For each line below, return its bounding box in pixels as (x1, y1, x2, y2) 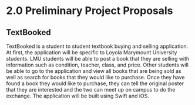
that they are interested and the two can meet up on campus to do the (6, 86, 176, 93)
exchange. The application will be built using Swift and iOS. (6, 92, 150, 99)
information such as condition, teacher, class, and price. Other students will (6, 61, 189, 68)
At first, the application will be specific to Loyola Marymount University (6, 49, 177, 56)
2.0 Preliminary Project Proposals (6, 4, 173, 17)
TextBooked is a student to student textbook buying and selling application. (6, 43, 189, 50)
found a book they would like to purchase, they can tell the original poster (6, 80, 184, 87)
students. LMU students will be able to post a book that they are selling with (6, 55, 190, 62)
